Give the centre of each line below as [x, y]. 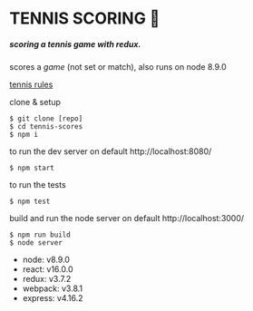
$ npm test [30, 202]
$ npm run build [40, 235]
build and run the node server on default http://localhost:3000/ [127, 219]
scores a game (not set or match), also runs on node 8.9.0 [118, 67]
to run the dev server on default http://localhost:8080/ [111, 151]
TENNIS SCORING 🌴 [85, 19]
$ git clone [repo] [46, 119]
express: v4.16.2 [53, 298]
